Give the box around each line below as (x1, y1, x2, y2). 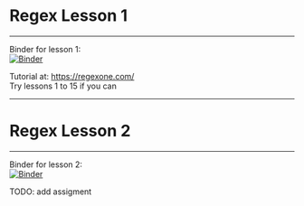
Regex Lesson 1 (9, 5, 128, 26)
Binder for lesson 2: (9, 159, 83, 170)
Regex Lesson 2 (9, 121, 131, 141)
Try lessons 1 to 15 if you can (9, 80, 118, 91)
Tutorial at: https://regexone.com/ (9, 70, 135, 81)
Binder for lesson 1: (9, 43, 81, 54)
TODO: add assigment (9, 186, 92, 197)
